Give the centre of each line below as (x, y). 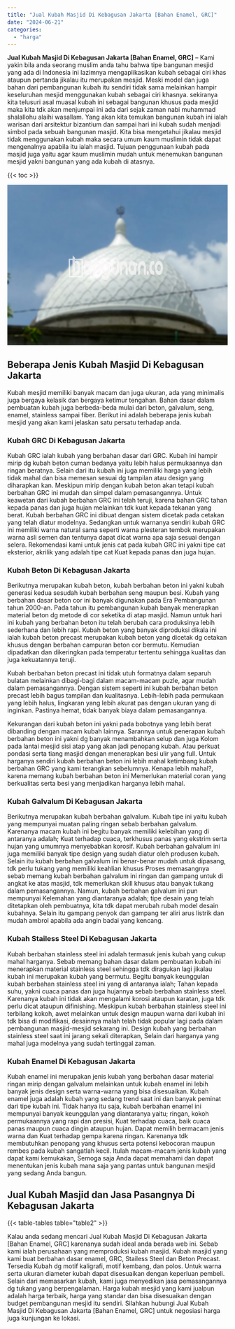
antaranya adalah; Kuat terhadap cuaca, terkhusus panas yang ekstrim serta (117, 839)
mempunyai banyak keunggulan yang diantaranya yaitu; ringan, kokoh (108, 1114)
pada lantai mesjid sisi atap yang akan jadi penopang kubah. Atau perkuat (114, 746)
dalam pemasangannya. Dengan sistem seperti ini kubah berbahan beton (113, 688)
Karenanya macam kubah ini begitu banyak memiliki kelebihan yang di (108, 831)
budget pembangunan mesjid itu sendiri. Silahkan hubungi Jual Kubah (108, 1303)
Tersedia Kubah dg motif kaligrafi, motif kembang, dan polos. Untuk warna (114, 1266)
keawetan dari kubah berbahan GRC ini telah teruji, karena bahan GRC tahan (117, 500)
